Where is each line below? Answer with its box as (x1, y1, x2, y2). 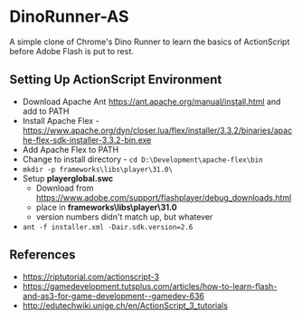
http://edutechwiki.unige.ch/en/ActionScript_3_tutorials (22, 300, 229, 311)
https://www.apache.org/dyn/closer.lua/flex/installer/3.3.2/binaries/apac (22, 125, 293, 136)
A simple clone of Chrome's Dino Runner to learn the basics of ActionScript (9, 36, 290, 47)
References (9, 247, 76, 263)
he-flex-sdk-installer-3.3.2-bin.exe (22, 134, 152, 146)
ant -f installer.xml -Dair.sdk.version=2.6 (22, 222, 193, 231)
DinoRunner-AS (9, 6, 129, 27)
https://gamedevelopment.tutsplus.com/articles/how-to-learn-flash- (22, 280, 278, 291)
